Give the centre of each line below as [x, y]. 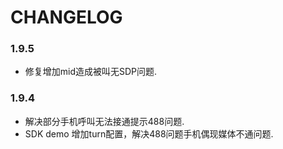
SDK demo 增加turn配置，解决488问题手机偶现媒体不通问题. [149, 133]
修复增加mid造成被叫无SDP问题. [91, 72]
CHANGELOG [66, 17]
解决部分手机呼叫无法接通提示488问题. [104, 121]
